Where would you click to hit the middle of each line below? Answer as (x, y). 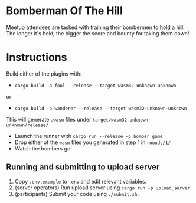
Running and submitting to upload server (83, 167)
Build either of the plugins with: (44, 73)
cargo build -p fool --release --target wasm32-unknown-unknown (95, 86)
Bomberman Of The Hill (64, 11)
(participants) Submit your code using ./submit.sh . (77, 194)
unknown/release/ (27, 125)
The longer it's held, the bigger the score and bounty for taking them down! (98, 33)
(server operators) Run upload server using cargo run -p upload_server (102, 188)
